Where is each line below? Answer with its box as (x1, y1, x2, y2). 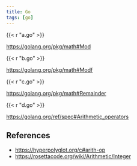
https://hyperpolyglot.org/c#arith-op (14, 146, 106, 154)
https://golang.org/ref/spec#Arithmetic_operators (6, 113, 129, 120)
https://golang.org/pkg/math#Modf (6, 66, 93, 73)
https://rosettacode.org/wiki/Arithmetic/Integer (14, 153, 131, 160)
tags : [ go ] (6, 14, 34, 21)
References (6, 130, 50, 141)
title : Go (6, 8, 31, 15)
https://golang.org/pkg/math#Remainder (6, 89, 106, 97)
